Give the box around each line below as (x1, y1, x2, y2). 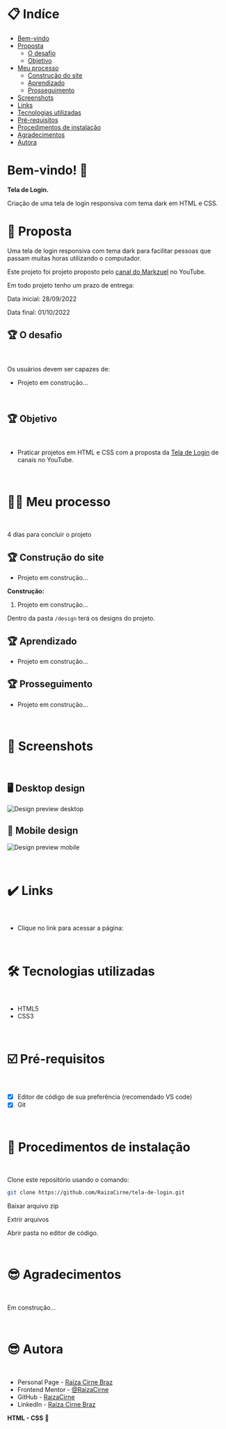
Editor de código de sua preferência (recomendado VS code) (17, 1093, 193, 1101)
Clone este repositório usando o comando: (7, 1176, 130, 1184)
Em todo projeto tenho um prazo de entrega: (7, 281, 134, 289)
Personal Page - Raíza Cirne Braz (17, 1378, 113, 1386)
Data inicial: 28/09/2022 (7, 295, 77, 303)
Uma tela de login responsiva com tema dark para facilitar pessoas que (7, 246, 211, 255)
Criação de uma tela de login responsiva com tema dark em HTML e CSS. (7, 199, 218, 207)
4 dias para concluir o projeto (7, 531, 92, 539)
